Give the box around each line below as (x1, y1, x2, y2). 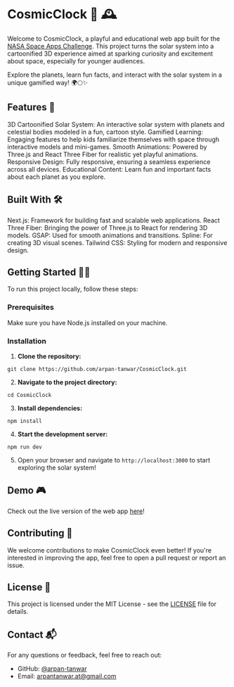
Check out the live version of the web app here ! (7, 507, 145, 515)
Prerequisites (7, 303, 54, 313)
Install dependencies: (17, 403, 83, 412)
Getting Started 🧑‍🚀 (7, 266, 91, 278)
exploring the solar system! (17, 463, 96, 472)
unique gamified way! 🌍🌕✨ (7, 78, 88, 87)
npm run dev (7, 443, 42, 450)
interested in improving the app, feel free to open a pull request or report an (7, 553, 226, 562)
